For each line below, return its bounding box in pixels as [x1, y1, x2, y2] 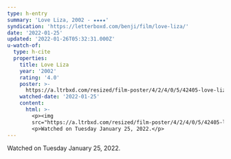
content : [19, 100, 45, 107]
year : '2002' [19, 67, 57, 74]
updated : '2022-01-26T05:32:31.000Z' [7, 36, 115, 43]
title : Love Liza [19, 61, 69, 68]
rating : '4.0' [19, 74, 60, 81]
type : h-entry [7, 10, 48, 17]
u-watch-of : [7, 42, 41, 49]
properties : [13, 55, 48, 62]
